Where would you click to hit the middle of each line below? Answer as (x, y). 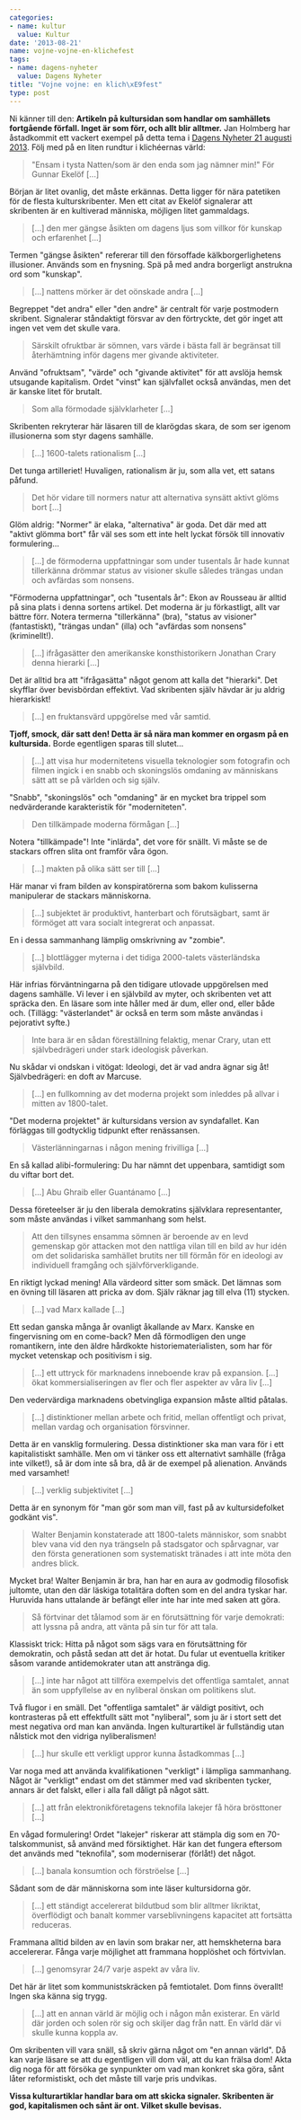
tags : (19, 59)
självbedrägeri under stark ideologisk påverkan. (120, 1049)
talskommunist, (37, 1843)
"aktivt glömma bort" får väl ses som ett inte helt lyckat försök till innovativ (147, 534)
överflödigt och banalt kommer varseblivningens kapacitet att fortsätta (162, 1915)
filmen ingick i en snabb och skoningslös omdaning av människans (155, 770)
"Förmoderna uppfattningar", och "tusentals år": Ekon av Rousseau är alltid (148, 597)
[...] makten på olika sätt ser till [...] (95, 869)
